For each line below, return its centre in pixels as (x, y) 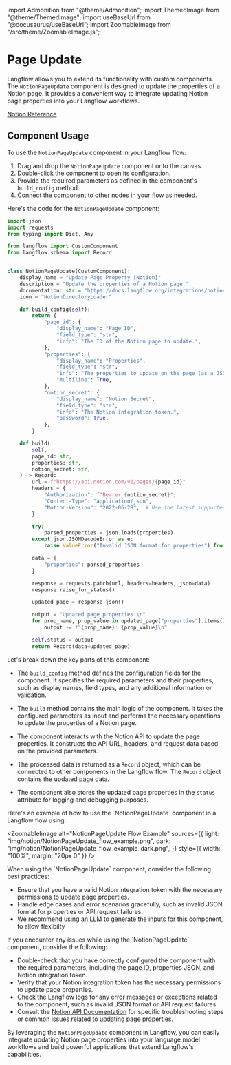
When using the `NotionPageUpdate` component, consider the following (109, 869)
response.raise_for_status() (74, 590)
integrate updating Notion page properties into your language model (104, 1039)
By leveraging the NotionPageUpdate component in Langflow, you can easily (113, 1032)
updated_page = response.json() (78, 602)
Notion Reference (32, 114)
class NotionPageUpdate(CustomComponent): (69, 272)
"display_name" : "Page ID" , (96, 329)
